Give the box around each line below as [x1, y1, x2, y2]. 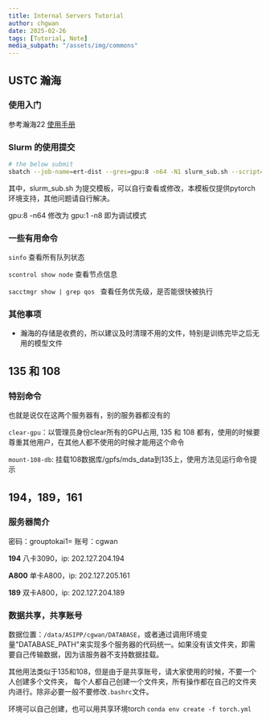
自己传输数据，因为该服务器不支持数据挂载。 [14, 649, 163, 660]
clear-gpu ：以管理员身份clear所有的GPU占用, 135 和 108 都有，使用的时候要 [8, 427, 260, 437]
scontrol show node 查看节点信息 [8, 270, 118, 279]
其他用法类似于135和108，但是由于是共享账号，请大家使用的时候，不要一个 [8, 667, 257, 677]
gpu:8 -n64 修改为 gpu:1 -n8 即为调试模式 [8, 210, 147, 220]
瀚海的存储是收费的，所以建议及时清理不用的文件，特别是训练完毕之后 [19, 328, 253, 338]
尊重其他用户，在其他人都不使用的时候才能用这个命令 [8, 438, 185, 447]
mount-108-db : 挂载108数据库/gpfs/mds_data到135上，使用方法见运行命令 [8, 455, 251, 464]
